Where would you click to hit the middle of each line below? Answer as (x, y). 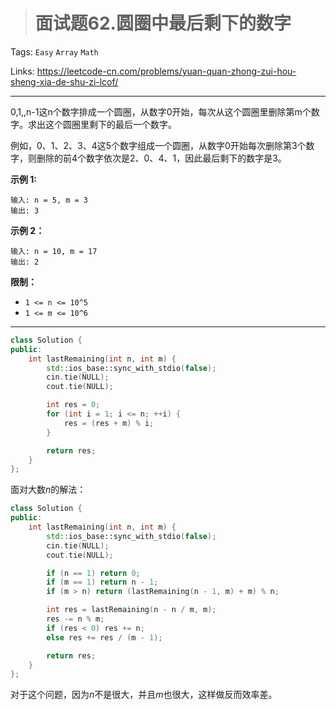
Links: (22, 71)
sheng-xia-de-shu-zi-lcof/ (64, 81)
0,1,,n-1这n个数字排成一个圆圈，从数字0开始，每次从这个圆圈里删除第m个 (161, 111)
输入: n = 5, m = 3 (49, 200)
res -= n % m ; (75, 619)
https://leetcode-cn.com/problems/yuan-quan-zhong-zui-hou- (166, 71)
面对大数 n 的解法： (48, 490)
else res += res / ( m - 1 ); (104, 637)
